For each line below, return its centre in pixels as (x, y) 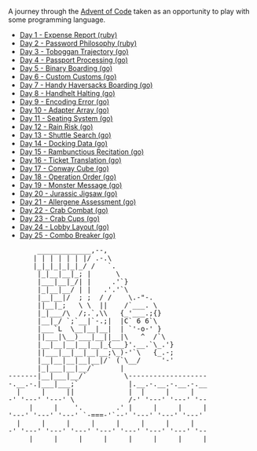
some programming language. (57, 20)
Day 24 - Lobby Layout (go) (64, 227)
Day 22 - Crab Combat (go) (64, 210)
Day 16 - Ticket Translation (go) (70, 160)
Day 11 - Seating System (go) (66, 118)
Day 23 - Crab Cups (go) (60, 218)
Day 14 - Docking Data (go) (64, 143)
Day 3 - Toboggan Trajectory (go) (74, 51)
